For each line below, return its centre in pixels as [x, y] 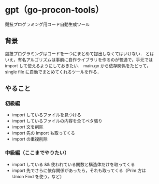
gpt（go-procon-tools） [54, 10]
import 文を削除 [28, 127]
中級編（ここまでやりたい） [37, 153]
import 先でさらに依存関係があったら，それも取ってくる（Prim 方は [79, 170]
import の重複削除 [30, 139]
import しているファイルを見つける [47, 115]
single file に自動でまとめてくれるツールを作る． [53, 72]
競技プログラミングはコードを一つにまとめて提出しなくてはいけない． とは [80, 53]
